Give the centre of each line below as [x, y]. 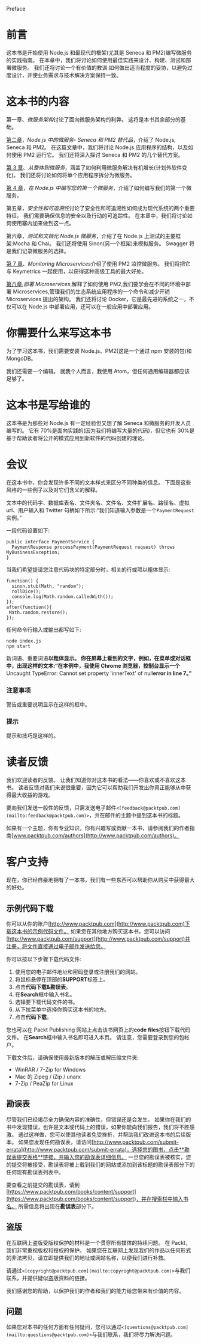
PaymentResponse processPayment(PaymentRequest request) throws [93, 547]
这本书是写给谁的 [48, 405]
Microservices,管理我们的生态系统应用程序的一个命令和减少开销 [92, 292]
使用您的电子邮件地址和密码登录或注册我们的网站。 [78, 972]
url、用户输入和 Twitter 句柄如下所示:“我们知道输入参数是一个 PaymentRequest [100, 510]
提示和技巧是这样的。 [32, 736]
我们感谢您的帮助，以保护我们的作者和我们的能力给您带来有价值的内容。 [95, 1291]
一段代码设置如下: [28, 530]
